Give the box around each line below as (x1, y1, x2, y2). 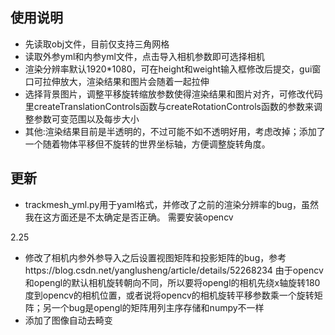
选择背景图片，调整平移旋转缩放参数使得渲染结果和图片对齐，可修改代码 (24, 88, 323, 100)
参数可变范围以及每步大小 (33, 113, 140, 125)
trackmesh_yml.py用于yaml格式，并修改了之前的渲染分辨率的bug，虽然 (24, 198, 320, 210)
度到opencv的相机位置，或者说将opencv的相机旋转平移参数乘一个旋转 (24, 289, 315, 301)
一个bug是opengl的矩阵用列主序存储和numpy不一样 (51, 301, 265, 313)
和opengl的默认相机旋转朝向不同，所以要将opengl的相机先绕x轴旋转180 (24, 276, 321, 288)
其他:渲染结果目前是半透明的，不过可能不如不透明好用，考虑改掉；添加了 (24, 125, 326, 137)
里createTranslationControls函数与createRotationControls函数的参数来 (24, 100, 314, 112)
